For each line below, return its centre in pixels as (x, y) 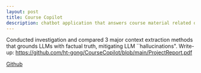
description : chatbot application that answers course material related (99, 23)
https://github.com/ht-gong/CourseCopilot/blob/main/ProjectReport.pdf (104, 53)
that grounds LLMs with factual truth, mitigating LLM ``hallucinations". (92, 46)
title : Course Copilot (34, 17)
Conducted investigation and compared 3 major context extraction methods (100, 40)
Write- (186, 46)
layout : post (22, 12)
